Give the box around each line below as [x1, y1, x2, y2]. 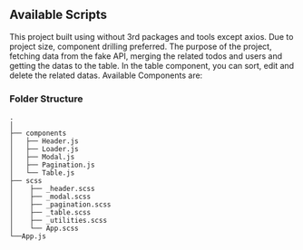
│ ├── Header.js [9, 137, 79, 146]
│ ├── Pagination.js [9, 160, 95, 170]
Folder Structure [9, 92, 83, 105]
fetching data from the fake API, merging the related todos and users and [9, 50, 283, 62]
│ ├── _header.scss [9, 185, 95, 194]
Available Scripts [9, 7, 107, 23]
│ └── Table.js [9, 168, 75, 178]
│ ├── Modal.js [9, 153, 75, 162]
